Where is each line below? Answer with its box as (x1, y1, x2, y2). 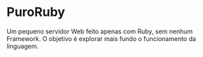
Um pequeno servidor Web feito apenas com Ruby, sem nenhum (6, 27, 193, 35)
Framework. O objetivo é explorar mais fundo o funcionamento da (6, 34, 197, 42)
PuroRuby (6, 4, 66, 20)
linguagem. (6, 42, 39, 50)
